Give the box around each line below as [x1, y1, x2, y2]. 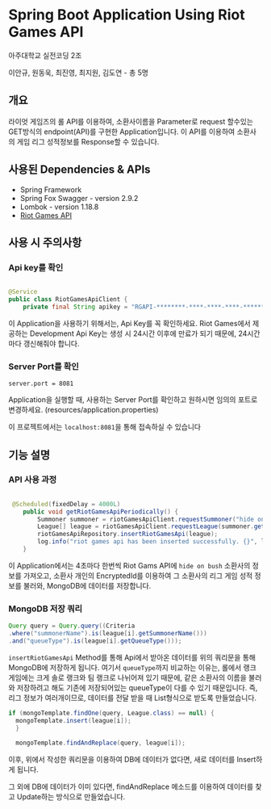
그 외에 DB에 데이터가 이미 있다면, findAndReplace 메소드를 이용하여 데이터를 [8, 782, 254, 792]
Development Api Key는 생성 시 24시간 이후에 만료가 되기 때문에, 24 [29, 329, 248, 338]
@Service [8, 288, 38, 296]
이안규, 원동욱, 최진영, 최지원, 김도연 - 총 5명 [8, 67, 149, 78]
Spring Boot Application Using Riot [8, 6, 245, 24]
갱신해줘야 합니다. [23, 338, 80, 348]
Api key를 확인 [8, 262, 64, 273]
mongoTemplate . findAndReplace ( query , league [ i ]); [15, 739, 186, 748]
